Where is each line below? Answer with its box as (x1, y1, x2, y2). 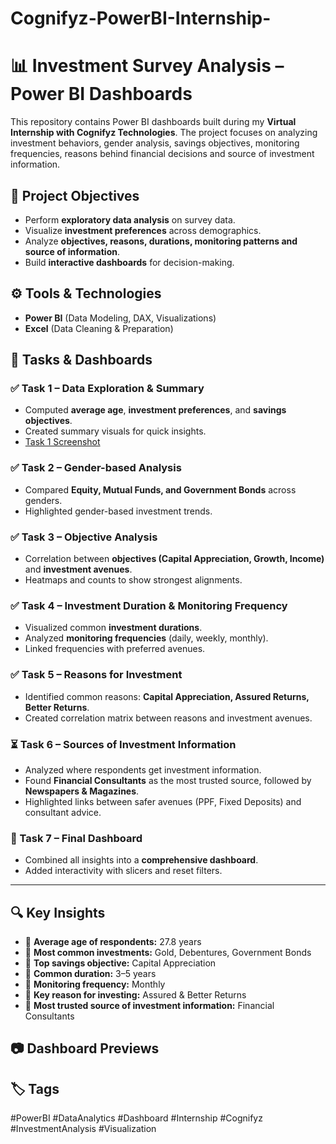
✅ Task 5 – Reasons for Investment (10, 668, 183, 682)
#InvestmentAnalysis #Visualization (10, 1123, 157, 1135)
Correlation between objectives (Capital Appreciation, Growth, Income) (24, 553, 325, 565)
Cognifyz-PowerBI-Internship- (10, 7, 272, 30)
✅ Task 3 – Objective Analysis (10, 530, 158, 544)
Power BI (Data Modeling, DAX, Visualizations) (24, 312, 217, 324)
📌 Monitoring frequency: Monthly (24, 978, 166, 991)
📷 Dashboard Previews (10, 1040, 160, 1057)
